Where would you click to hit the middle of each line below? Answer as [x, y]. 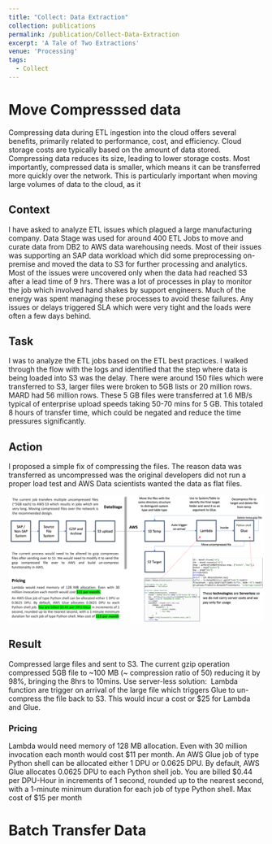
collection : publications [52, 26]
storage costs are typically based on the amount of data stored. [115, 150]
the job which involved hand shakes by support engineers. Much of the [127, 289]
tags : [17, 60]
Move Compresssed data [95, 110]
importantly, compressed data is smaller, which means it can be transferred [135, 167]
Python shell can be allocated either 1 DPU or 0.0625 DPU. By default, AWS [134, 763]
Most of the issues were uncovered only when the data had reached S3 [128, 272]
